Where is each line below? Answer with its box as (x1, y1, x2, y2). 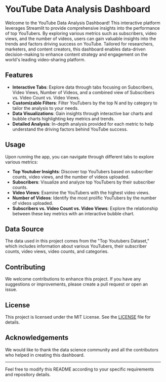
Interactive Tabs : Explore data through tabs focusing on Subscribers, (12, 84, 154, 90)
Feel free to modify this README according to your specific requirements (5, 366, 154, 372)
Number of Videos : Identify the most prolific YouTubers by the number (12, 194, 157, 201)
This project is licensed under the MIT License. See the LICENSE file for (5, 314, 151, 320)
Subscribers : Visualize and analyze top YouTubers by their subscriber (12, 179, 155, 185)
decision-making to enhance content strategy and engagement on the (5, 51, 148, 57)
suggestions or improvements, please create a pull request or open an (5, 281, 148, 287)
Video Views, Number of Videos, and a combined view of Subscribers (12, 89, 155, 95)
